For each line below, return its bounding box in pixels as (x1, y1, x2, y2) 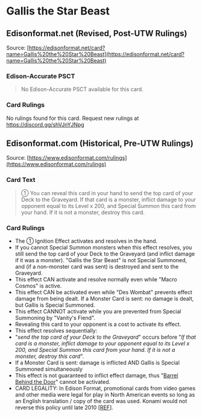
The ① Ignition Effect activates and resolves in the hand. (14, 237, 158, 245)
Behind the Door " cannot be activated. (14, 378, 110, 385)
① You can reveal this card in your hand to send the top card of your (21, 189, 194, 196)
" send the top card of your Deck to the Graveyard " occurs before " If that (14, 333, 196, 340)
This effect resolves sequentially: (14, 327, 98, 334)
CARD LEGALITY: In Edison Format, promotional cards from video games (14, 384, 196, 392)
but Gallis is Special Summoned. (14, 301, 95, 309)
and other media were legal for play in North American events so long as (14, 391, 195, 398)
